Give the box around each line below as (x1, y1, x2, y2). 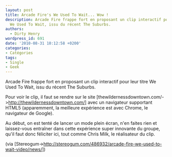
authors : (5, 27, 24, 32)
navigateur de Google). (5, 110, 54, 117)
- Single (5, 60, 24, 65)
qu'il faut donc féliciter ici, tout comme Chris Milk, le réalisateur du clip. (5, 131, 155, 137)
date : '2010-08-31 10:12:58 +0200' (5, 41, 81, 46)
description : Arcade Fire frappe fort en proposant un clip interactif (5, 17, 161, 22)
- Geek (5, 64, 19, 70)
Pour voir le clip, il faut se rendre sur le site (5, 94, 96, 100)
